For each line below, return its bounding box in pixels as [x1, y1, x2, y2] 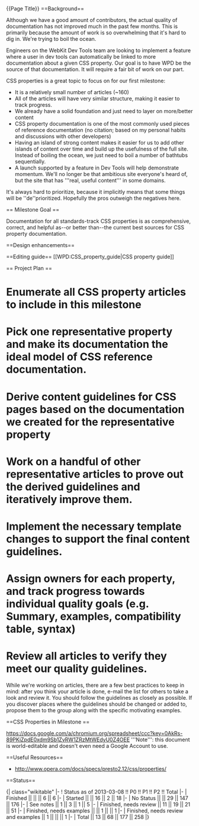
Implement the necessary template [6, 520, 182, 533]
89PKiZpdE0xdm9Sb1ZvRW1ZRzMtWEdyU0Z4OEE [6, 736, 130, 743]
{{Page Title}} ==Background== [6, 5, 85, 12]
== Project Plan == [6, 265, 52, 271]
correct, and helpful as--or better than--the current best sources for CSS [6, 224, 185, 230]
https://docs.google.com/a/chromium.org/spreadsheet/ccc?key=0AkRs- [6, 730, 183, 737]
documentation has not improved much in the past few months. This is [6, 23, 178, 30]
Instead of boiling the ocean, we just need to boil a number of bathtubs [14, 152, 188, 159]
